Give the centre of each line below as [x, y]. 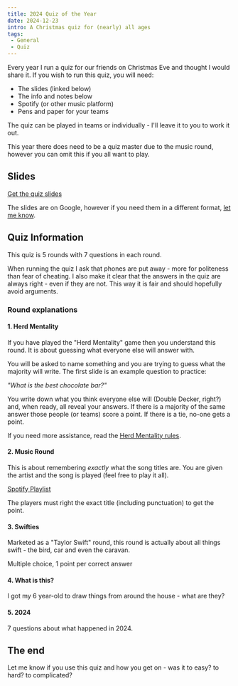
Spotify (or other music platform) [66, 104]
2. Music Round [31, 452]
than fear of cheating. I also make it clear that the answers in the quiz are [114, 276]
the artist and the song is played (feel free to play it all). [88, 475]
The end [26, 650]
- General [25, 41]
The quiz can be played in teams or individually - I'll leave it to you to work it [119, 125]
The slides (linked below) [54, 89]
